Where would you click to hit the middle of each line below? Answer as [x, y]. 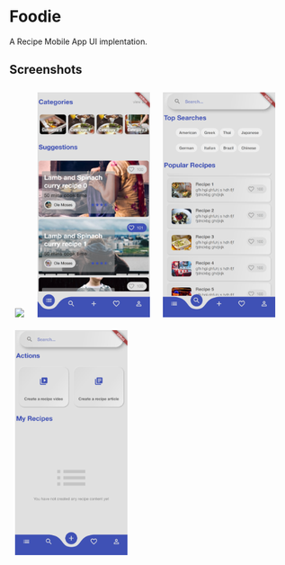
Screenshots [46, 70]
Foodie [35, 17]
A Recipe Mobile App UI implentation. [79, 41]
